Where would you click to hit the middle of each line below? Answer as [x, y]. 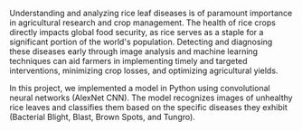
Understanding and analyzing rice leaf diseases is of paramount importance [151, 13]
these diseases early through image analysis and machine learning [134, 51]
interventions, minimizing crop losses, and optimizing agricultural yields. [144, 70]
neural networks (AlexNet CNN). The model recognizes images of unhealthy [151, 98]
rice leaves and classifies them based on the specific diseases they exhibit [148, 107]
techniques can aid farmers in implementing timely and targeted [128, 61]
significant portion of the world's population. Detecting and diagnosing [141, 42]
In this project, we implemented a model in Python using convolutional [140, 88]
